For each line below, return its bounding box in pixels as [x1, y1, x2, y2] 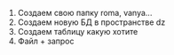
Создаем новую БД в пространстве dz [17, 17, 166, 27]
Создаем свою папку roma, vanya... [17, 8, 153, 18]
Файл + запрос [17, 35, 75, 46]
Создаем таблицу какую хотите [17, 27, 138, 36]
